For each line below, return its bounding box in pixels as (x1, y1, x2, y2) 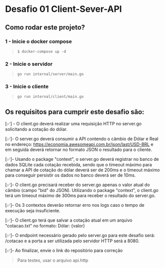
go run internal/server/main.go (17, 72, 84, 77)
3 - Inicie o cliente (5, 83, 49, 90)
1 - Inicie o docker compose (5, 38, 72, 45)
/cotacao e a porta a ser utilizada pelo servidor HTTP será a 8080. (5, 238, 140, 244)
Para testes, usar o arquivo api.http (17, 258, 89, 264)
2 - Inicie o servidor (5, 60, 53, 67)
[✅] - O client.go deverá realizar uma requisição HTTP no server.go (5, 121, 142, 127)
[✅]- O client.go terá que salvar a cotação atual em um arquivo (5, 217, 132, 223)
